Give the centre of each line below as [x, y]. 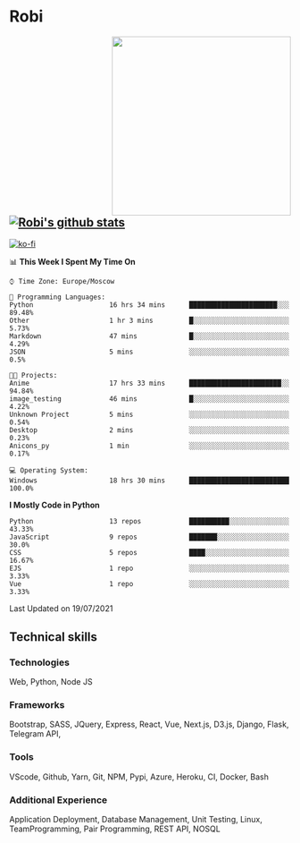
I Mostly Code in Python [54, 505]
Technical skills [54, 637]
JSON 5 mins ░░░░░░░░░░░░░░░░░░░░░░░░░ [150, 352]
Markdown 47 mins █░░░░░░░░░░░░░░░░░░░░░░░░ [150, 336]
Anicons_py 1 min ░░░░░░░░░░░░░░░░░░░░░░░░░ [150, 446]
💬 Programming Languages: [57, 297]
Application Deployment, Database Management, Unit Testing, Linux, [136, 819]
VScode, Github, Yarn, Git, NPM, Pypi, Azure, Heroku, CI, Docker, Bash [139, 777]
